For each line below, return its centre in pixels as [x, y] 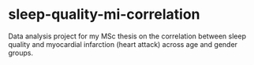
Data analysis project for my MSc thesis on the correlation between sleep [127, 36]
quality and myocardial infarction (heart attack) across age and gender [123, 44]
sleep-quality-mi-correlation [104, 14]
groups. [21, 52]
